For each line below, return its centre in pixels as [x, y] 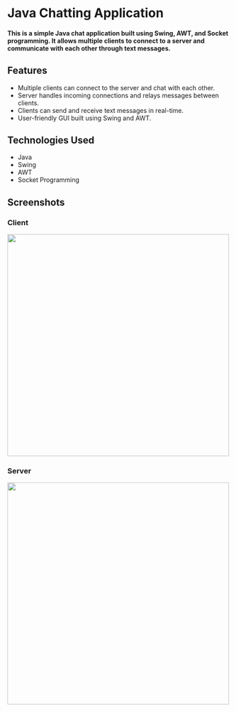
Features [27, 71]
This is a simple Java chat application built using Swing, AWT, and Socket [118, 33]
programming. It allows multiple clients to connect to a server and [106, 41]
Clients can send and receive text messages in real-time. [101, 110]
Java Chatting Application [86, 13]
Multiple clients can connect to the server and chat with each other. [116, 87]
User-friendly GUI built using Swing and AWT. [84, 118]
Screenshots [36, 202]
